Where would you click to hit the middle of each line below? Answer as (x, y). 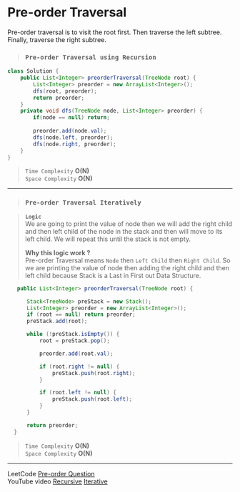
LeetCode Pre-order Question (51, 473)
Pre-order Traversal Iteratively (83, 203)
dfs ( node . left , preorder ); (73, 137)
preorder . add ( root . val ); (76, 354)
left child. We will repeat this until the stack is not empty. (108, 239)
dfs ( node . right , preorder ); (75, 144)
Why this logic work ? (57, 252)
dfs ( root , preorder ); (65, 91)
